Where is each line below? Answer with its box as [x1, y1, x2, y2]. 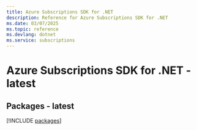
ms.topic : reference [6, 26, 59, 32]
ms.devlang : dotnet [6, 32, 56, 38]
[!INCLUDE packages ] [6, 117, 62, 124]
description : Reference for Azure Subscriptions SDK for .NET [6, 15, 168, 21]
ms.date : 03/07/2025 [6, 20, 59, 26]
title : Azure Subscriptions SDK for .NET [6, 9, 114, 15]
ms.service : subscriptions [6, 37, 75, 43]
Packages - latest [6, 101, 75, 111]
